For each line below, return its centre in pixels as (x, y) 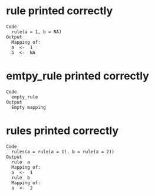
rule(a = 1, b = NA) (37, 32)
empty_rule (25, 97)
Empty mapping (29, 107)
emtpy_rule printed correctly (77, 76)
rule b (21, 178)
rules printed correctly (62, 131)
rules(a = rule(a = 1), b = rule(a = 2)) (63, 152)
